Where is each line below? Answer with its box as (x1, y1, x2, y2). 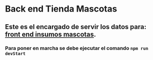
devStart (5, 51, 26, 56)
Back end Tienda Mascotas (5, 3, 117, 15)
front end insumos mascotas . (5, 30, 96, 38)
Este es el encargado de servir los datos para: (5, 23, 147, 31)
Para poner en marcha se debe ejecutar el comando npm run (5, 45, 149, 51)
